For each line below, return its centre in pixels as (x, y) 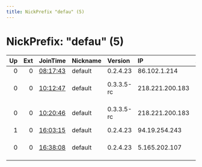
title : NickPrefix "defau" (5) (45, 12)
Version (119, 61)
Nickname (87, 61)
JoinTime (52, 61)
